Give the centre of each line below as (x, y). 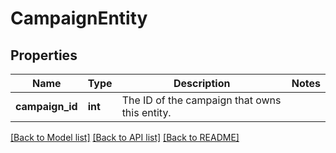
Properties (44, 55)
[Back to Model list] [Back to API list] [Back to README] (125, 137)
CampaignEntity (79, 18)
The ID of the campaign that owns (201, 100)
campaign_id (46, 106)
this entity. (146, 112)
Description (202, 83)
